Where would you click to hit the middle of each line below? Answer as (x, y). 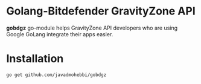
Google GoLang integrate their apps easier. (60, 34)
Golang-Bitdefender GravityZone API (101, 11)
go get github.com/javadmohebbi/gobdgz (56, 75)
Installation (35, 59)
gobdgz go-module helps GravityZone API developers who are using (92, 28)
